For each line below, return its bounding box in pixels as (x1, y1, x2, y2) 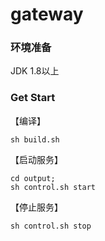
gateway (10, 3, 84, 26)
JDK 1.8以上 (10, 65, 60, 77)
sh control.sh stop (10, 221, 92, 231)
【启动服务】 (10, 153, 63, 165)
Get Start (10, 91, 56, 105)
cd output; (10, 173, 56, 183)
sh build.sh (10, 134, 60, 145)
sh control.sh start (10, 182, 97, 192)
